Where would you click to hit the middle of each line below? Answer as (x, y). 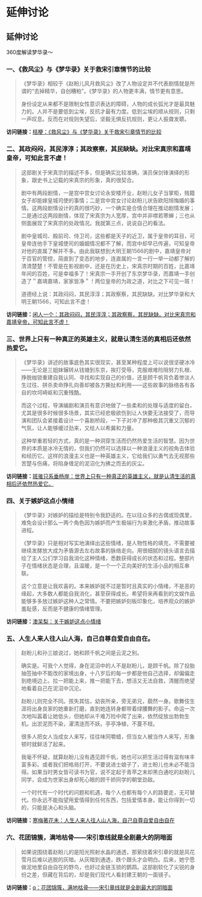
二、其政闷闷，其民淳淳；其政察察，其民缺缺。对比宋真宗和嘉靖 (99, 149)
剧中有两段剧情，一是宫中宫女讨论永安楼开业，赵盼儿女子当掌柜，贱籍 (108, 193)
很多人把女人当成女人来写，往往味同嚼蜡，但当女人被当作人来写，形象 (108, 736)
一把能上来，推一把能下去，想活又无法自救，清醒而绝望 (127, 681)
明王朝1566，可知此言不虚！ (56, 301)
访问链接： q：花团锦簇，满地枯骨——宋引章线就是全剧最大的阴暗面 (90, 887)
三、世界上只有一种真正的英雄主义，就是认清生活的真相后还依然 (99, 339)
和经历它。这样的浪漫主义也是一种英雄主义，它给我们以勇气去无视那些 (108, 456)
